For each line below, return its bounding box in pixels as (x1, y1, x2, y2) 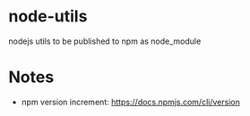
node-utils (8, 6, 88, 27)
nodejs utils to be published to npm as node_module (8, 36, 202, 46)
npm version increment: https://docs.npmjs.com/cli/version (21, 96, 241, 107)
